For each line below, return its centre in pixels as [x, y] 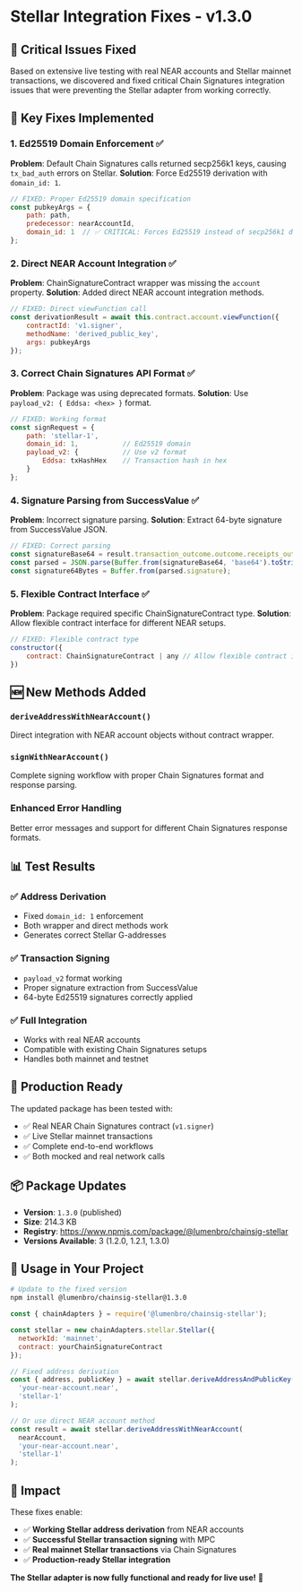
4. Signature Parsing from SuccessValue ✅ [105, 500]
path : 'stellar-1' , [63, 436]
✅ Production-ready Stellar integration [97, 1559]
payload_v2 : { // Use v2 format [107, 453]
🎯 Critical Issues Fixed [73, 50]
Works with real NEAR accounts [82, 1039]
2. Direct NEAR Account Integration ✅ [94, 264]
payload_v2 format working [73, 978]
